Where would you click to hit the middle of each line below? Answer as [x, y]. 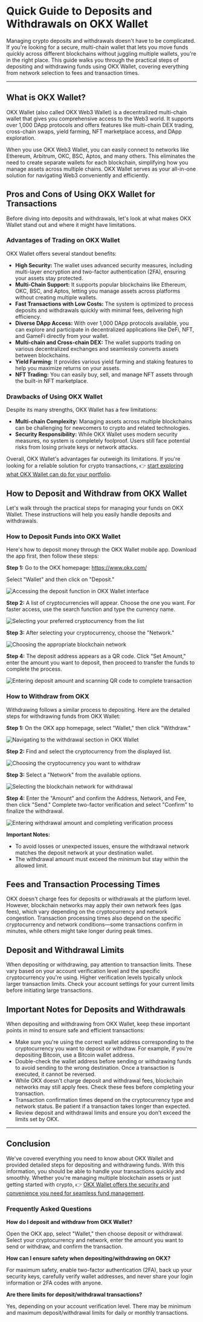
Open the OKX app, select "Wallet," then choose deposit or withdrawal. [95, 1234]
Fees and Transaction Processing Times [83, 884]
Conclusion [28, 1144]
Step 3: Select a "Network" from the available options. [74, 775]
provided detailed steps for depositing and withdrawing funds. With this [95, 1165]
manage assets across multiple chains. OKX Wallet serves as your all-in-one [101, 169]
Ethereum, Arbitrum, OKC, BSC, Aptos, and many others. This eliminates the [101, 156]
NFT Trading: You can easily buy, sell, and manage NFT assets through [104, 374]
